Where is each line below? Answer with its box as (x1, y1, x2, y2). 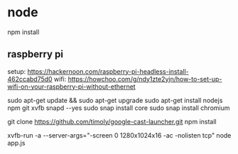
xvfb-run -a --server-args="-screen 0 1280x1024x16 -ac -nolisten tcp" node (7, 131, 232, 139)
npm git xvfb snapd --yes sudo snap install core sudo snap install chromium (7, 104, 230, 112)
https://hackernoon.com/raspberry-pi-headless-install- (27, 67, 190, 75)
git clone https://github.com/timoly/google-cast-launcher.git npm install (7, 117, 217, 126)
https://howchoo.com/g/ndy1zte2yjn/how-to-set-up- (67, 75, 222, 83)
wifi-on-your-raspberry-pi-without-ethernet (7, 82, 136, 91)
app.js (7, 138, 26, 147)
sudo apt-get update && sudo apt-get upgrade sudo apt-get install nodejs (7, 96, 223, 104)
